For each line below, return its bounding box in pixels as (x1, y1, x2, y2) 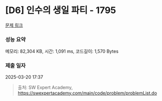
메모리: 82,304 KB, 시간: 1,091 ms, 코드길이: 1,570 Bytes (5, 48, 119, 54)
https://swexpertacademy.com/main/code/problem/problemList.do (17, 90, 157, 96)
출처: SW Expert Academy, (17, 84, 73, 90)
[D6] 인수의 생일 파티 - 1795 (5, 5, 116, 16)
